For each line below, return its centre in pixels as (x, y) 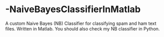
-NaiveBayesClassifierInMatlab (73, 9)
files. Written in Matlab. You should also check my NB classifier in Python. (83, 28)
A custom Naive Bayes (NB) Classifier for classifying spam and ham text (81, 23)
